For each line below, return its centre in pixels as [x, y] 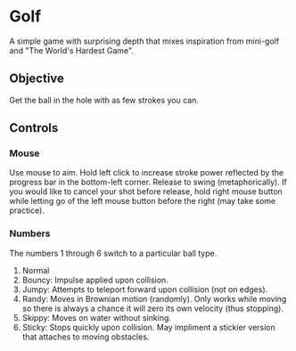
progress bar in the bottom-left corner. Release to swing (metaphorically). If [148, 182]
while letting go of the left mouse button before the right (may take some [143, 201]
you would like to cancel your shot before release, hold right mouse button [146, 192]
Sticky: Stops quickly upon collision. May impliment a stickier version [149, 327]
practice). [27, 210]
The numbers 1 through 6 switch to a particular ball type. [113, 253]
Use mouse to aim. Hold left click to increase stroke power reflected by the [146, 173]
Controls [34, 128]
